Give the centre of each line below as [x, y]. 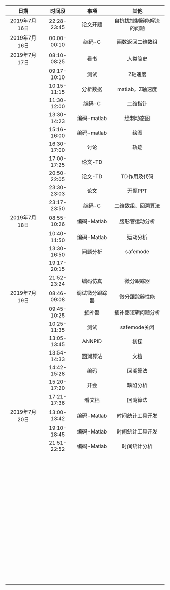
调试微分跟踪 [92, 293]
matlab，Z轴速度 [137, 89]
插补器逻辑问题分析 [137, 312]
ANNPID [92, 341]
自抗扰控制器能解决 [137, 21]
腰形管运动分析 [137, 221]
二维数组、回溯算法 [137, 206]
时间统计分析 [137, 446]
